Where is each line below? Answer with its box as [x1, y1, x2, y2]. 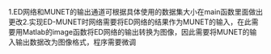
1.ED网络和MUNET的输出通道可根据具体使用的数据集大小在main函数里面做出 [8, 7, 264, 16]
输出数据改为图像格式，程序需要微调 [15, 37, 136, 47]
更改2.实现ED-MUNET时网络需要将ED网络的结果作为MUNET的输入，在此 [8, 17, 252, 27]
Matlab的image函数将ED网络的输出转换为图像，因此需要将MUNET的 [22, 27, 250, 36]
